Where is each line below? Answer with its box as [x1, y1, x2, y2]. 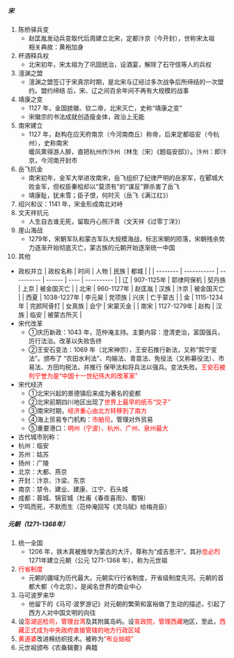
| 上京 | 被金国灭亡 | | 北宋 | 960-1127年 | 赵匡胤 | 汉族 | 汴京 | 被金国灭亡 [17, 284, 225, 292]
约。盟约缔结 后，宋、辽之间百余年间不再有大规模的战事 [28, 86, 189, 94]
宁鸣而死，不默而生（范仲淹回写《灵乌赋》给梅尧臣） [17, 502, 171, 511]
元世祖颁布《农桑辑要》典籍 [17, 643, 98, 652]
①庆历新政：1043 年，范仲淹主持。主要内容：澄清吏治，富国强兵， [28, 328, 224, 336]
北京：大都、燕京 [17, 468, 68, 476]
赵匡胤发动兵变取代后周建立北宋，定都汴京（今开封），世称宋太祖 [28, 33, 215, 42]
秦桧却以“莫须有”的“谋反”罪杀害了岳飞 [71, 182, 180, 190]
